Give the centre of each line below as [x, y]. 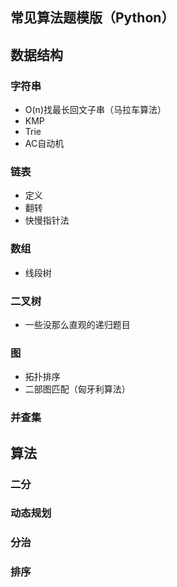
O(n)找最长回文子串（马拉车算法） [95, 110]
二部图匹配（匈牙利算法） [77, 389]
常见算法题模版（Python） [92, 18]
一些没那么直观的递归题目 [77, 324]
